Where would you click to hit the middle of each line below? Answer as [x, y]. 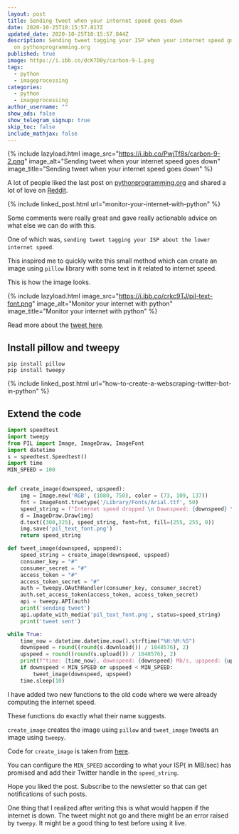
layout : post [27, 14]
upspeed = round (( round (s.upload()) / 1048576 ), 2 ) [98, 654]
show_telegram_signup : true [49, 120]
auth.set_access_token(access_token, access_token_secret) [110, 595]
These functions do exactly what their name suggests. [87, 715]
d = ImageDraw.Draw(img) [57, 516]
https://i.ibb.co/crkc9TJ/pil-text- [166, 296]
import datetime [31, 450]
